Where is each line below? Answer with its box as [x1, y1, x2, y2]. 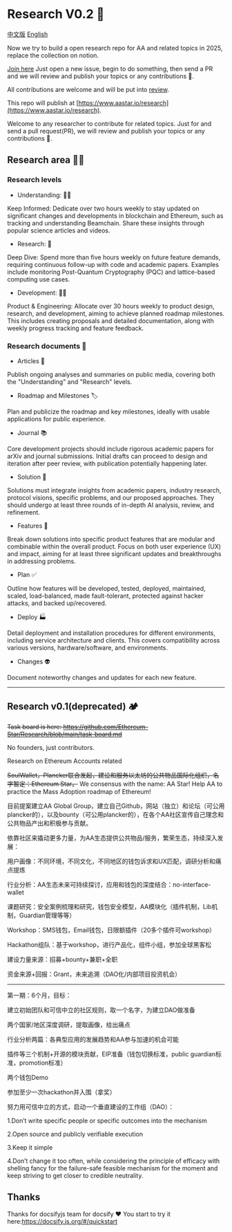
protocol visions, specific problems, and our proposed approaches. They [7, 493, 215, 502]
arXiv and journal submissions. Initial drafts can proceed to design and [7, 452, 208, 460]
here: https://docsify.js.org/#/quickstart [7, 1217, 118, 1225]
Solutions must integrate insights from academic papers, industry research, [7, 486, 222, 494]
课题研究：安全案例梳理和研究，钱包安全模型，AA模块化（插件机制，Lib [7, 902, 212, 910]
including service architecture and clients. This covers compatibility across [7, 636, 220, 644]
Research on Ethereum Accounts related [7, 757, 122, 765]
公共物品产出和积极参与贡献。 [7, 819, 92, 827]
